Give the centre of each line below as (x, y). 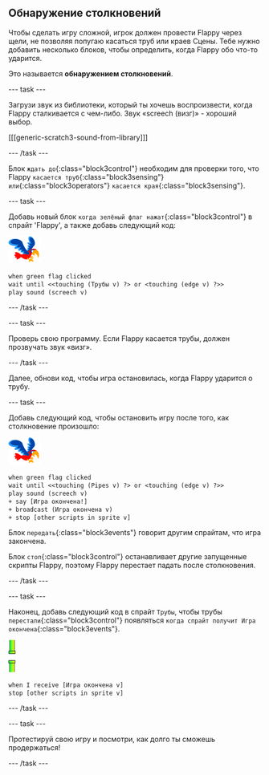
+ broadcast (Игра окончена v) (61, 509)
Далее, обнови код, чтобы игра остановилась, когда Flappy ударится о (130, 378)
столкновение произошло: (54, 426)
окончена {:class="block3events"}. (64, 628)
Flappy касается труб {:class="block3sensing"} (86, 177)
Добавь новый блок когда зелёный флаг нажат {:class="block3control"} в (130, 217)
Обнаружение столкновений (85, 13)
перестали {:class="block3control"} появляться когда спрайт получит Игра (132, 620)
